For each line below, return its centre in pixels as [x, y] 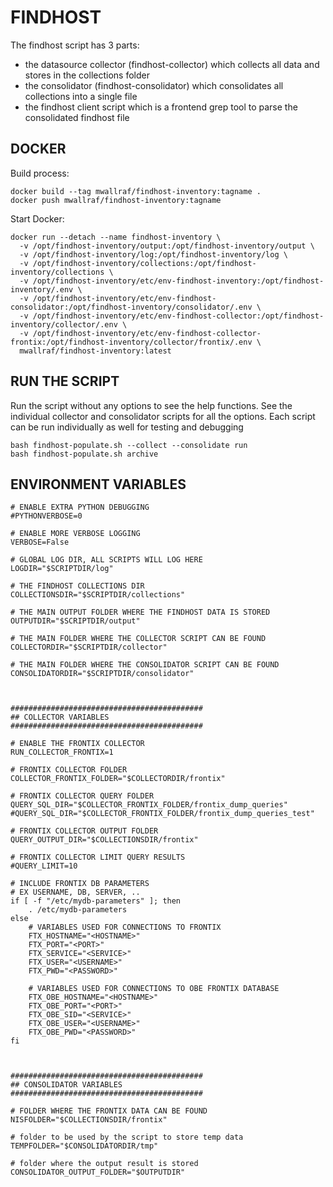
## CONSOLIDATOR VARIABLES [66, 1085]
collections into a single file [81, 96]
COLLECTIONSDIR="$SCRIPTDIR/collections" [98, 595]
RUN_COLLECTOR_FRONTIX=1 [62, 752]
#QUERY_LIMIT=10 [44, 866]
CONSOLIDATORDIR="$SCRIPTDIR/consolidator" [102, 674]
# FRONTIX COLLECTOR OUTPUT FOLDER [84, 831]
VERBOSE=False [40, 542]
